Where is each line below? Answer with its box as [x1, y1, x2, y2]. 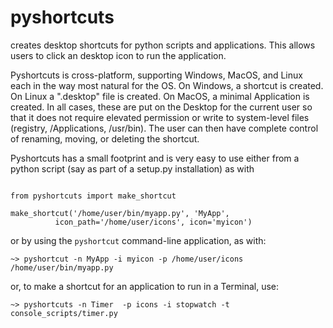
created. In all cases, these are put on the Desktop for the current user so [10, 101, 313, 113]
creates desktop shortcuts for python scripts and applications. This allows [10, 39, 316, 51]
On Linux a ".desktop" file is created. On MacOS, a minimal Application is [10, 90, 310, 102]
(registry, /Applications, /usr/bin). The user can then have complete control [10, 122, 319, 134]
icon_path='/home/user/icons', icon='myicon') [54, 217, 253, 227]
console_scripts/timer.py [10, 308, 118, 318]
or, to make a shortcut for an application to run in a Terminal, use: [10, 280, 280, 292]
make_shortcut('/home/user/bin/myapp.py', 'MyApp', [10, 208, 230, 218]
